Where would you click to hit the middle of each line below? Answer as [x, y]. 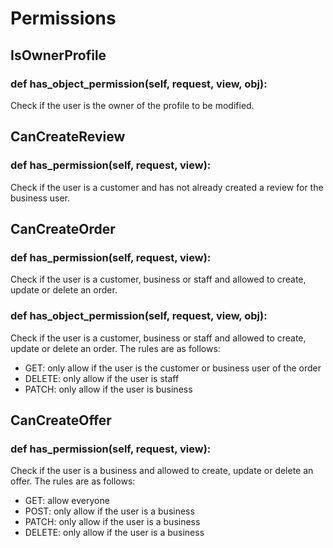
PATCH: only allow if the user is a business [112, 522]
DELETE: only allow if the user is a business [114, 533]
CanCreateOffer [61, 420]
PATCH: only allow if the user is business [108, 389]
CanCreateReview [68, 137]
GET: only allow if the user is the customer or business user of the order [173, 368]
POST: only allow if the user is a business [109, 511]
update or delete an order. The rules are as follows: [115, 348]
